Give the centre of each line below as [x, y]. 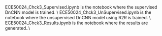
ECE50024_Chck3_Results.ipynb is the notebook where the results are [77, 23]
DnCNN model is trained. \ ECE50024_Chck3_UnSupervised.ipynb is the [78, 12]
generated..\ [18, 28]
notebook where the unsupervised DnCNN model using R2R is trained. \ [78, 18]
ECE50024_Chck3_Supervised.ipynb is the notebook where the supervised [81, 7]
